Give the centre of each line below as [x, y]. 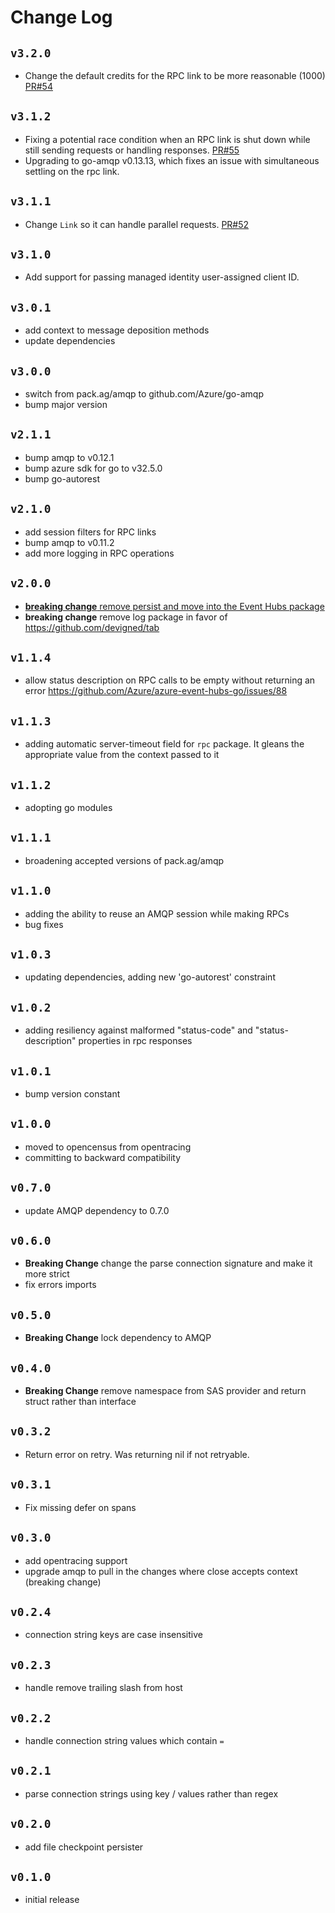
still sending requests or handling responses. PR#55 [132, 150]
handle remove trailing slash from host [103, 1688]
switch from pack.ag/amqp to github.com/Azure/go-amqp [144, 394]
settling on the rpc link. [72, 171]
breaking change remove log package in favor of [126, 617]
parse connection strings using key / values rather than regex [151, 1793]
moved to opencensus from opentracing [108, 1147]
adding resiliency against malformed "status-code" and [138, 1030]
